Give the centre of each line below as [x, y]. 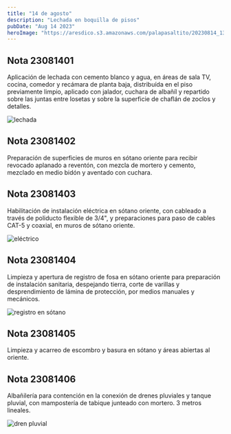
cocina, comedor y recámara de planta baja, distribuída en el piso [100, 85]
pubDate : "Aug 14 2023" [41, 26]
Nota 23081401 [41, 60]
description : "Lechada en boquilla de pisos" [73, 20]
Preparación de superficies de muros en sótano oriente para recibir [102, 158]
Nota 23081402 [42, 141]
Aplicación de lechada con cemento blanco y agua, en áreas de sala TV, [109, 77]
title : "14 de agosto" [40, 13]
